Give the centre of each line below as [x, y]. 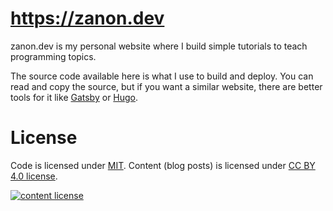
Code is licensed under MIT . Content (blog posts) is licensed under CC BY [163, 165]
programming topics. [53, 56]
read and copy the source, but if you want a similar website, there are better [166, 86]
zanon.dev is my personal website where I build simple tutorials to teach [159, 46]
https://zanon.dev [87, 18]
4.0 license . [34, 176]
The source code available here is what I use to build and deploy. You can [162, 76]
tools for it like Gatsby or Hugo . [74, 97]
